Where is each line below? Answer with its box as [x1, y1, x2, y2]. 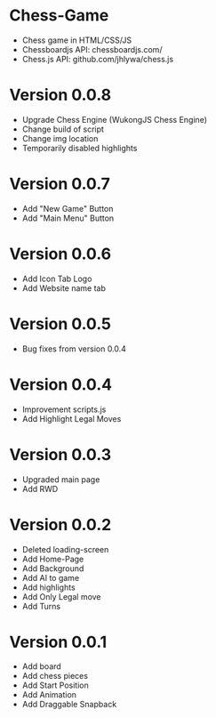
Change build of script [21, 124, 105, 134]
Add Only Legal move [21, 591, 101, 601]
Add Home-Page [21, 553, 84, 564]
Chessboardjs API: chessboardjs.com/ [21, 44, 163, 54]
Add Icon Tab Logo [21, 273, 92, 284]
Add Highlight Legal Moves [21, 413, 122, 424]
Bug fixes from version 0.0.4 [21, 343, 127, 354]
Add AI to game [21, 572, 80, 583]
